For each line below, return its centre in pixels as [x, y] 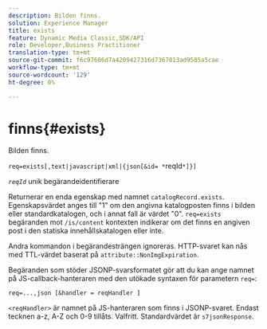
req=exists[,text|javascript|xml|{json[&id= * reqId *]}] [102, 166]
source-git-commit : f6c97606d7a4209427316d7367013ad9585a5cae [114, 61]
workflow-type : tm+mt [44, 68]
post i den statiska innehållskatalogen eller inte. [86, 231]
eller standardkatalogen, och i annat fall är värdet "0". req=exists [115, 214]
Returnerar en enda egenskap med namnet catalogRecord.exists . [116, 197]
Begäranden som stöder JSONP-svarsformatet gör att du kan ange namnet [131, 270]
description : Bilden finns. [55, 16]
